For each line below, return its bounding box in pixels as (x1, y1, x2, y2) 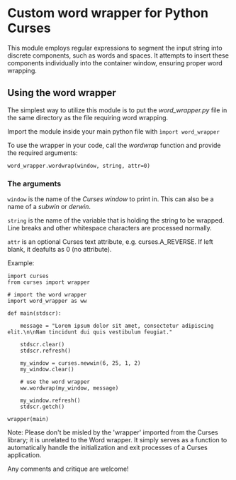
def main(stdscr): (7, 310, 62, 317)
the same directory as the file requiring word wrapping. (7, 113, 169, 122)
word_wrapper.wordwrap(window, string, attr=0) (7, 162, 151, 169)
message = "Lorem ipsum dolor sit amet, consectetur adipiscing (20, 322, 214, 330)
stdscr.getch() (20, 403, 65, 410)
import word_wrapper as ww (7, 297, 87, 305)
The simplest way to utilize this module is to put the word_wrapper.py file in (7, 105, 227, 114)
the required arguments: (7, 148, 78, 157)
